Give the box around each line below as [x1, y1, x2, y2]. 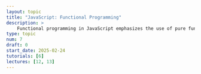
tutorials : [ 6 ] [6, 53, 44, 59]
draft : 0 [6, 42, 28, 48]
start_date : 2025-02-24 [6, 48, 66, 54]
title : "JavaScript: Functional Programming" [6, 14, 121, 20]
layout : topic [6, 8, 42, 15]
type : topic [6, 31, 36, 37]
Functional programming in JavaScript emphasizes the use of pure [17, 25, 186, 32]
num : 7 [6, 36, 23, 42]
